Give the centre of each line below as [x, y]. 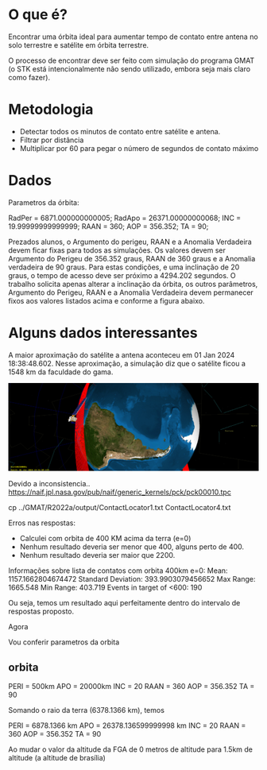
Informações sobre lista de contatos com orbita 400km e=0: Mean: [118, 571]
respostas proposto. [41, 611]
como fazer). [29, 77]
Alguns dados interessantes [103, 333]
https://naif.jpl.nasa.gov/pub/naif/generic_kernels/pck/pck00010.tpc [120, 492]
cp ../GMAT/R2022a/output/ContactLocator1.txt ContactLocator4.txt [120, 508]
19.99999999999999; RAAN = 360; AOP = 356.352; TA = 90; [108, 226]
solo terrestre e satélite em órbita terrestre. [79, 44]
